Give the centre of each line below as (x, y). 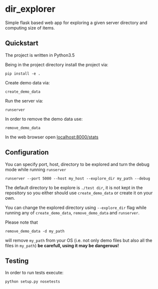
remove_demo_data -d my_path (35, 231)
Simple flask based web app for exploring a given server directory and (76, 23)
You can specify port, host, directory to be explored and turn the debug (77, 164)
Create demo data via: (27, 82)
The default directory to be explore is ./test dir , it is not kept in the (74, 187)
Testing (17, 261)
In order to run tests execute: (34, 273)
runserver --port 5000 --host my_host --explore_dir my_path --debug (78, 178)
